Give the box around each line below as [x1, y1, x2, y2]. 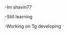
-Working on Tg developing [5, 23, 61, 29]
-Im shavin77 [5, 4, 32, 10]
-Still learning [5, 14, 33, 19]
